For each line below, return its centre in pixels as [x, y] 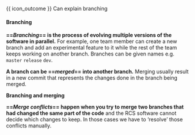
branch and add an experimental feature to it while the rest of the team [92, 48]
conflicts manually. [29, 126]
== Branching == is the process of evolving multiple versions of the [89, 35]
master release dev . [29, 60]
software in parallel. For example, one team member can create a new [92, 41]
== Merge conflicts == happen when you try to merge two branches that [95, 107]
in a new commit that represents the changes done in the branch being [92, 78]
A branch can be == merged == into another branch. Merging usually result [97, 72]
